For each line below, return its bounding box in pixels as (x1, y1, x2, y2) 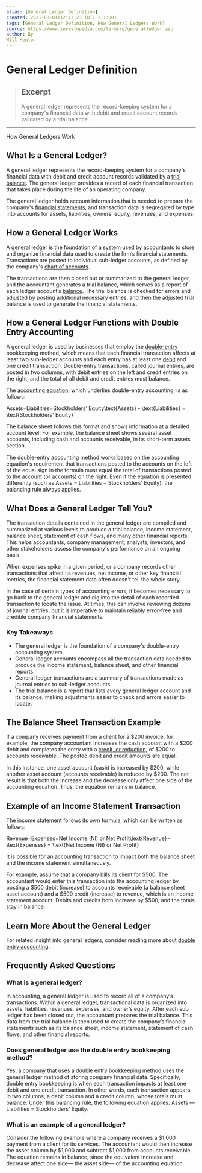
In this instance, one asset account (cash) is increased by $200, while (6, 764, 179, 771)
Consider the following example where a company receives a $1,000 (6, 1134, 176, 1142)
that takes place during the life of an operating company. (6, 185, 147, 193)
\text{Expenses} (6, 841, 46, 849)
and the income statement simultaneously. (6, 859, 111, 867)
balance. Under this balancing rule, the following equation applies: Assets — (6, 1099, 195, 1106)
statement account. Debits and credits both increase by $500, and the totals (6, 897, 195, 904)
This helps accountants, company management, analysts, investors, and (6, 539, 185, 546)
